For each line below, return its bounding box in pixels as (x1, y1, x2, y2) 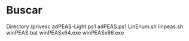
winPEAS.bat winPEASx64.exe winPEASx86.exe (6, 29, 124, 36)
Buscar (6, 4, 43, 17)
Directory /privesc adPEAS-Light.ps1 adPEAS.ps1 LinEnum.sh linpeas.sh (6, 23, 184, 30)
